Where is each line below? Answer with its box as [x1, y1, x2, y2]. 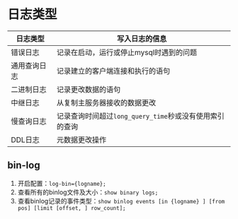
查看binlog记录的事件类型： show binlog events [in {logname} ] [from [17, 196, 225, 205]
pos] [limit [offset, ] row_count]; [17, 204, 126, 212]
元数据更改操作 [56, 135, 107, 145]
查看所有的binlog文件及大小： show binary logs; [17, 188, 159, 196]
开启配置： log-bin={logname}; [17, 179, 106, 187]
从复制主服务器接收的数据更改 [56, 97, 157, 107]
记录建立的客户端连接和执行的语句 [56, 66, 171, 76]
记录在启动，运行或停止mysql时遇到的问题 [56, 47, 198, 57]
